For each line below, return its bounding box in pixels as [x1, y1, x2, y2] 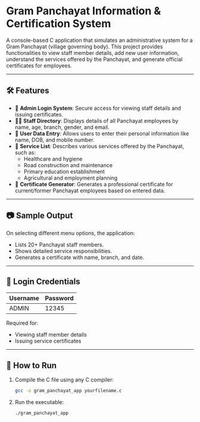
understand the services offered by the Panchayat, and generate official [6, 56, 183, 63]
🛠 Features [6, 85, 49, 96]
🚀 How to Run [6, 360, 57, 371]
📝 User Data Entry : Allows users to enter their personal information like [14, 130, 189, 137]
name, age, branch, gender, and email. [14, 124, 110, 131]
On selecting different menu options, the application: [6, 229, 135, 236]
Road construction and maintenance [23, 161, 113, 168]
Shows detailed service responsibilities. [14, 247, 112, 254]
